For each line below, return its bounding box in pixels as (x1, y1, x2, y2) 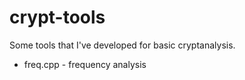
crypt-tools (9, 6, 106, 29)
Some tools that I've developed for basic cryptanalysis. (9, 39, 236, 51)
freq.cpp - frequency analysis (23, 58, 147, 70)
